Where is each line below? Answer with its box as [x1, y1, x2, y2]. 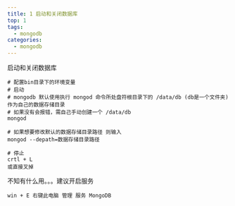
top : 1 [7, 17, 27, 24]
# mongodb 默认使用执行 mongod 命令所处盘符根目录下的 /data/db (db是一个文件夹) [7, 94, 229, 101]
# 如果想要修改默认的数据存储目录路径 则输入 [7, 128, 122, 135]
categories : [7, 37, 42, 44]
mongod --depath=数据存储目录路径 [7, 136, 100, 143]
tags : [7, 23, 23, 30]
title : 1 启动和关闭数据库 [7, 10, 78, 18]
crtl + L [7, 156, 33, 163]
